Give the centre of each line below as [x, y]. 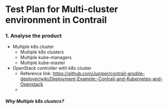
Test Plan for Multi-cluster [62, 9]
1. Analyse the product [33, 36]
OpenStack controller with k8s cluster [52, 68]
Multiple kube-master [43, 63]
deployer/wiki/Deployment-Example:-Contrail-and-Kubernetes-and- [91, 79]
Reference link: [36, 74]
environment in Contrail [56, 20]
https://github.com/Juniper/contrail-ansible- [99, 74]
